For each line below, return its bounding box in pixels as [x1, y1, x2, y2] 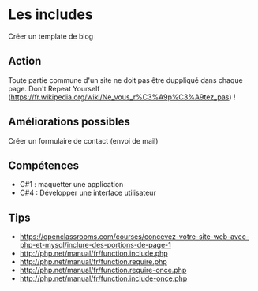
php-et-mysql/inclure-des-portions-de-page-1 [19, 241, 171, 250]
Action [8, 54, 42, 68]
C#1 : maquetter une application [19, 180, 124, 189]
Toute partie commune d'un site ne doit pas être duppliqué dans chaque [8, 75, 243, 84]
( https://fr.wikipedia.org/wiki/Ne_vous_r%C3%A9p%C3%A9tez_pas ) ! [8, 92, 236, 102]
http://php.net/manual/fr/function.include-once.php [19, 274, 188, 283]
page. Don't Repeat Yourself [8, 84, 100, 93]
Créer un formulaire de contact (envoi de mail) [8, 136, 159, 145]
